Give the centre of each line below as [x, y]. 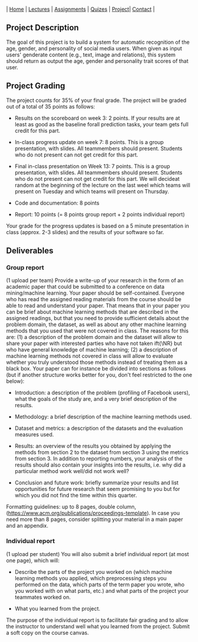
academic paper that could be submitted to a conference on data [85, 287]
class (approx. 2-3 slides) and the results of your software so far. [85, 232]
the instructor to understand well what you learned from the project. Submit [98, 626]
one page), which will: [33, 560]
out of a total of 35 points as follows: [51, 106]
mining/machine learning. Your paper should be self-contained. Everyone [95, 293]
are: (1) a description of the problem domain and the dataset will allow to [94, 337]
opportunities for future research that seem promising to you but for [97, 489]
